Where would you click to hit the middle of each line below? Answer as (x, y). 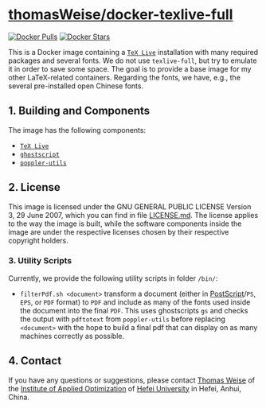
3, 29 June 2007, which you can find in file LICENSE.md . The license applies (133, 215)
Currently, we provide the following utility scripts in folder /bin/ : (113, 278)
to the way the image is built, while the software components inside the (125, 223)
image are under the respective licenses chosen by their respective (119, 231)
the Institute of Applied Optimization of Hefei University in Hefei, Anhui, (125, 388)
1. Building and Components (79, 111)
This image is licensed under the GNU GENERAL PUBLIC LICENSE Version (130, 206)
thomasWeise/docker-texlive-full (121, 15)
